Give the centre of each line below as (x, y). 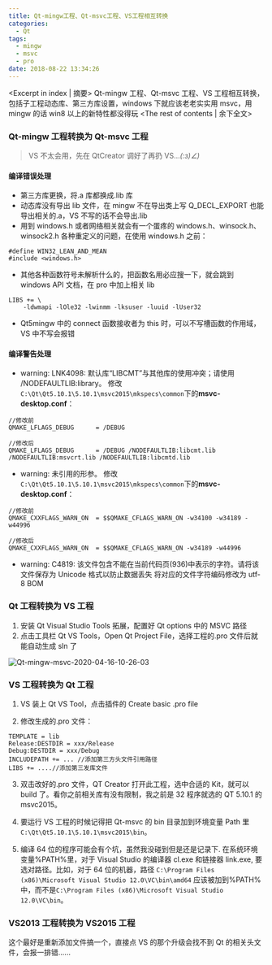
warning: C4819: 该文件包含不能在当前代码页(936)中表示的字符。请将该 (140, 564)
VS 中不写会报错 (47, 333)
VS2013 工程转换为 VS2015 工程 (72, 923)
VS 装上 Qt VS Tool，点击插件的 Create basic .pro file (109, 704)
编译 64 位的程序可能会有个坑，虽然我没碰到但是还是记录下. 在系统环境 (139, 850)
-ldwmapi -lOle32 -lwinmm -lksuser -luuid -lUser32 (112, 307)
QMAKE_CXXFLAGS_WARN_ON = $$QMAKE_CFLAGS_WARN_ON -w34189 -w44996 (125, 548)
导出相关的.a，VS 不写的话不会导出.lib (84, 215)
